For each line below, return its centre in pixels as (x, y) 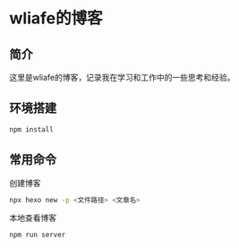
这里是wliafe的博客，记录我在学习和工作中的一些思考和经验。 (122, 77)
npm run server (38, 235)
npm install (31, 129)
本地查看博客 (33, 218)
